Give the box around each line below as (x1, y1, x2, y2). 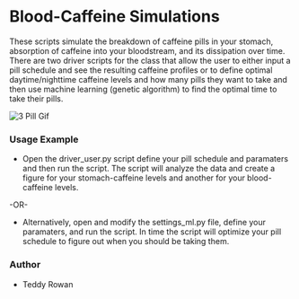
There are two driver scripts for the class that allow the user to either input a (9, 55, 291, 66)
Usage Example (9, 133, 79, 145)
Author (9, 259, 41, 271)
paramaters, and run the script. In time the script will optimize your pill (22, 226, 282, 237)
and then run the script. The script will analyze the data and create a (22, 163, 276, 174)
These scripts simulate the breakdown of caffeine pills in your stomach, (9, 36, 274, 47)
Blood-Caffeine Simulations (9, 6, 220, 27)
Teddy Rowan (22, 278, 74, 289)
